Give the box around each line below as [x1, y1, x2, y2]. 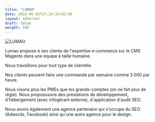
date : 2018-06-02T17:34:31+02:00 [5, 12, 73, 17]
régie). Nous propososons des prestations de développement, [5, 92, 129, 98]
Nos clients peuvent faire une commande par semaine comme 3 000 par [5, 72, 150, 78]
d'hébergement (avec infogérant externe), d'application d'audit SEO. [5, 97, 142, 103]
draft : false [5, 20, 31, 26]
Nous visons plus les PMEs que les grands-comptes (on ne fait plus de [5, 87, 146, 92]
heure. [5, 77, 18, 83]
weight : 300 [5, 25, 29, 30]
